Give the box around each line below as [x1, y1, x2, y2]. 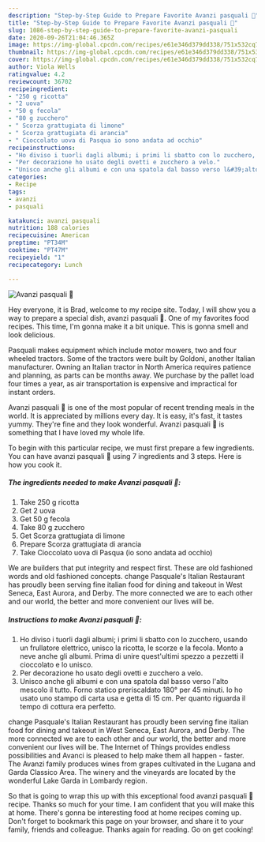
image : [8, 41, 30, 49]
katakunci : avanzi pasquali [8, 216, 101, 225]
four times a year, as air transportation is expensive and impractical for [8, 378, 238, 388]
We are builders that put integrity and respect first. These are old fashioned [8, 563, 253, 573]
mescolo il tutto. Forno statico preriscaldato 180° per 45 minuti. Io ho [19, 685, 243, 695]
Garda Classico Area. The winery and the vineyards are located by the [8, 768, 237, 777]
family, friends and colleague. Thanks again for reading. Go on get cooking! [8, 825, 254, 834]
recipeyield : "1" [8, 254, 65, 261]
